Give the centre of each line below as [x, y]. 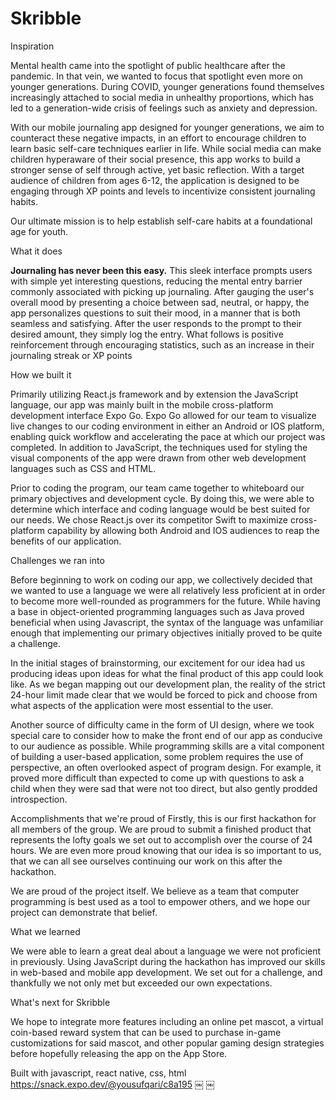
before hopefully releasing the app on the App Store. [119, 1053]
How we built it [41, 374]
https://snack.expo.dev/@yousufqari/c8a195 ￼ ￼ [112, 1084]
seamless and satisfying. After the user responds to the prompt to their [156, 323]
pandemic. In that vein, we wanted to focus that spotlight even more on [157, 76]
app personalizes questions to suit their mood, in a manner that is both [155, 313]
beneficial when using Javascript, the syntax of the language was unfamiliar [167, 622]
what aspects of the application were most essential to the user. [142, 705]
